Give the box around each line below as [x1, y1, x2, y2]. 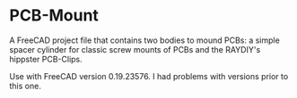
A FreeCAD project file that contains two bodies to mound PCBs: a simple [9, 35, 280, 45]
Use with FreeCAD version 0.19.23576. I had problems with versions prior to [9, 70, 289, 81]
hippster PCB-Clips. [9, 53, 83, 64]
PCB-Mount [9, 5, 99, 26]
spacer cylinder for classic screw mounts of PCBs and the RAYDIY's [9, 44, 261, 54]
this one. [9, 80, 42, 91]
